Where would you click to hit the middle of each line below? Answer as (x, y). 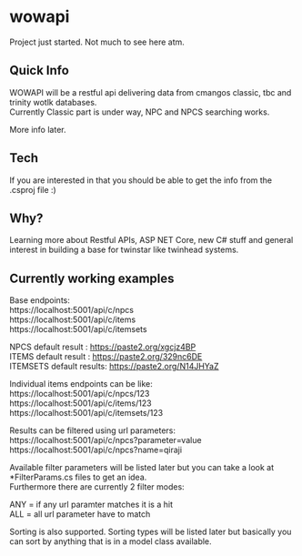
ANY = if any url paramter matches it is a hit (91, 505)
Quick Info (40, 71)
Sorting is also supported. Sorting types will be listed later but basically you (151, 532)
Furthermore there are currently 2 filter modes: (97, 487)
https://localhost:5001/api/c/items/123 (81, 403)
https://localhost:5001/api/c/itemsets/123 (86, 413)
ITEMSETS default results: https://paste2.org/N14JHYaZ (115, 367)
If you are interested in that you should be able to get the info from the (141, 180)
